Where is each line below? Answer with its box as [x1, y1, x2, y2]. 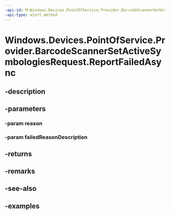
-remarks [5, 167, 35, 176]
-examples [5, 202, 40, 210]
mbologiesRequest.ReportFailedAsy [5, 56, 162, 68]
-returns [5, 149, 32, 158]
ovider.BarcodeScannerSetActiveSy [5, 45, 162, 57]
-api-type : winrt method [5, 12, 58, 17]
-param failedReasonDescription [5, 134, 88, 141]
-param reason [5, 120, 43, 127]
